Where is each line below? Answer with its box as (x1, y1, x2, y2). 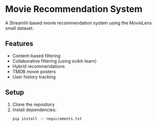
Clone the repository (12, 101, 55, 107)
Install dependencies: (12, 107, 57, 113)
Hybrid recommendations (12, 63, 65, 69)
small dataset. (5, 25, 34, 31)
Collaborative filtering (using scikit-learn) (12, 58, 97, 64)
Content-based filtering (12, 53, 61, 59)
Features (5, 40, 33, 48)
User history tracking (12, 73, 56, 80)
